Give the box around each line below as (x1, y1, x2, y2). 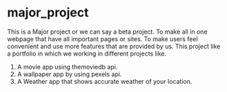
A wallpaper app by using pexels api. (17, 70, 122, 78)
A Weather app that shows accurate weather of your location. (17, 77, 193, 85)
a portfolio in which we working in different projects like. (7, 49, 167, 58)
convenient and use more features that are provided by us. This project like (7, 42, 221, 50)
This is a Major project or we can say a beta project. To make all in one (7, 27, 208, 36)
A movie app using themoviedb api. (17, 62, 118, 71)
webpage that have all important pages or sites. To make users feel (7, 34, 198, 43)
